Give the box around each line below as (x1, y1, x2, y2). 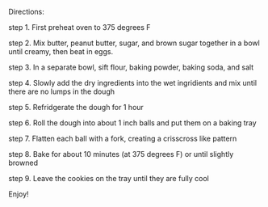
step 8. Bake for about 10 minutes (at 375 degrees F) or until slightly (8, 150, 234, 158)
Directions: (8, 7, 44, 16)
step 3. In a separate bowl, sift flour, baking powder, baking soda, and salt (8, 62, 254, 72)
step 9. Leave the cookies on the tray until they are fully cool (8, 174, 210, 183)
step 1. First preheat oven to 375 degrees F (8, 23, 151, 32)
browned (8, 158, 39, 167)
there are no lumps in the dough (8, 87, 115, 96)
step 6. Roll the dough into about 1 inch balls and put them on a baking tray (8, 118, 257, 128)
